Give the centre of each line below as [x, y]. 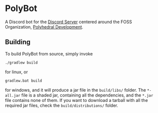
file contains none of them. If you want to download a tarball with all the [77, 100]
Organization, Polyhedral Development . [44, 27]
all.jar [13, 95]
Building [18, 42]
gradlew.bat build [24, 81]
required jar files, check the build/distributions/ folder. [62, 105]
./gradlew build [21, 63]
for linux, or [16, 72]
